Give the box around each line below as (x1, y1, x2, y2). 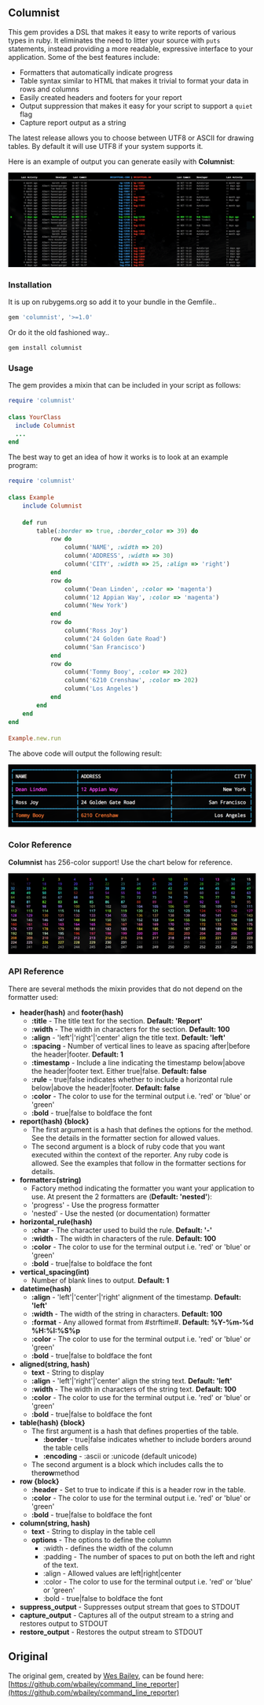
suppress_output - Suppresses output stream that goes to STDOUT (19, 1602, 241, 1611)
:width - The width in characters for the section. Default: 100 (31, 1024, 230, 1034)
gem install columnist (8, 344, 82, 351)
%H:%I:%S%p (31, 1325, 81, 1335)
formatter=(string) (19, 1175, 82, 1184)
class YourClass (8, 413, 61, 421)
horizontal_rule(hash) (19, 1217, 93, 1226)
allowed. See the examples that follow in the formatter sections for (31, 1158, 246, 1168)
